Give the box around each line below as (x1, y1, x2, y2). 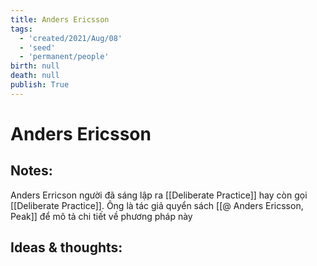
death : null (10, 71, 60, 81)
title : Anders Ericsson (10, 14, 110, 25)
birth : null (10, 61, 60, 71)
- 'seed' (19, 42, 56, 53)
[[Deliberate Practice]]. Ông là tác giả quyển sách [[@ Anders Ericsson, (10, 199, 304, 211)
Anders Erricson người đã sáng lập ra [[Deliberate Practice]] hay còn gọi (10, 189, 308, 201)
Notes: (10, 162, 53, 180)
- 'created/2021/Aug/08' (19, 33, 123, 43)
